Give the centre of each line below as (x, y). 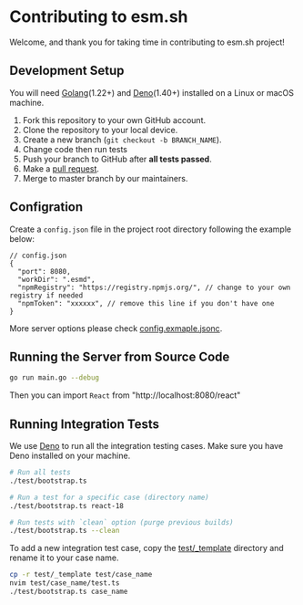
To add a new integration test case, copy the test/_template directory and (146, 548)
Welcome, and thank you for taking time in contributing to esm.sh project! (147, 42)
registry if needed (46, 295)
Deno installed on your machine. (70, 456)
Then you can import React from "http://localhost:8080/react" (125, 395)
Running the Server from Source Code (120, 356)
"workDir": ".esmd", (56, 279)
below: (22, 238)
